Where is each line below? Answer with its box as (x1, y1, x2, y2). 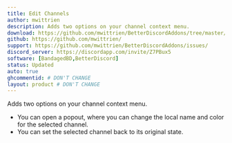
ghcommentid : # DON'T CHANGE (7, 74, 91, 82)
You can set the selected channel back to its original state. (17, 128, 184, 136)
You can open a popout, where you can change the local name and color (17, 113, 224, 122)
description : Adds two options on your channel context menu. (7, 23, 190, 30)
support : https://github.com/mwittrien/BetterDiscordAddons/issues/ (7, 42, 209, 49)
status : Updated (7, 61, 54, 68)
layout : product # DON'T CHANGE (7, 81, 100, 88)
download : (7, 29, 36, 37)
